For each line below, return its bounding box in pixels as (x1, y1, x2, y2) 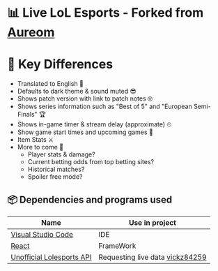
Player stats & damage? (27, 150, 95, 159)
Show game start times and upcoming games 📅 (17, 128, 153, 136)
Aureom (7, 24, 55, 41)
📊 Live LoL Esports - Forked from (7, 5, 204, 21)
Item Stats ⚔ (17, 135, 54, 144)
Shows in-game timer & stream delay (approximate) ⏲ (17, 120, 172, 129)
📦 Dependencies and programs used (7, 193, 173, 205)
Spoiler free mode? (27, 173, 83, 181)
